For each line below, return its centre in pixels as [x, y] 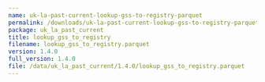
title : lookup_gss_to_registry [60, 37]
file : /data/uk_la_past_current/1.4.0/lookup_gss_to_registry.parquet [127, 66]
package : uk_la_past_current [56, 30]
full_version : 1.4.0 [42, 59]
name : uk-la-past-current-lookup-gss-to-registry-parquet [105, 15]
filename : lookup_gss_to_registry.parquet [79, 45]
